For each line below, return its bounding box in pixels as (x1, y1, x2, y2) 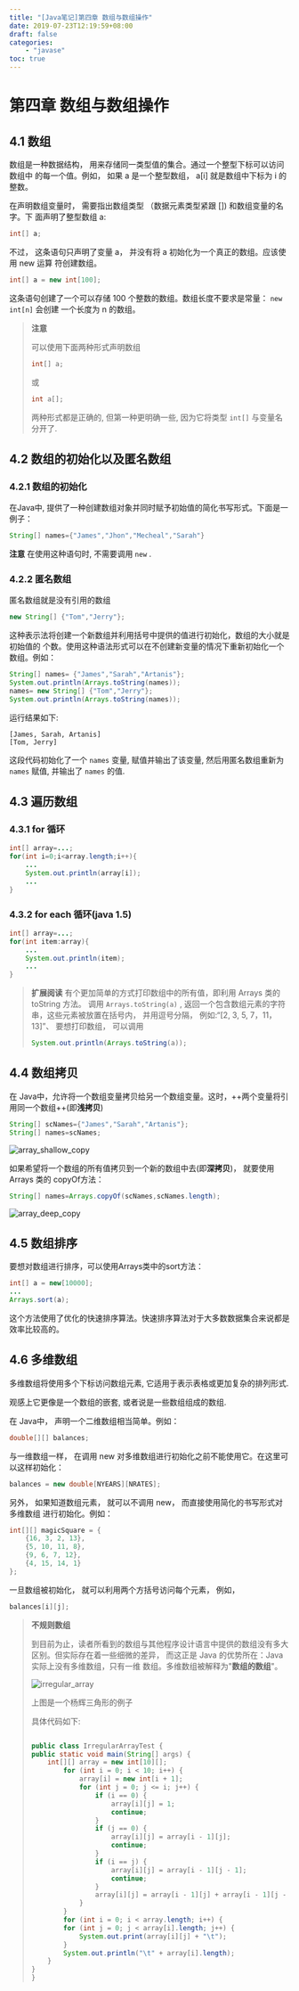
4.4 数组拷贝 (9, 1066, 78, 1081)
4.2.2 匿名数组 (9, 572, 72, 585)
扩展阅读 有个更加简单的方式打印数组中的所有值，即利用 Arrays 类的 (30, 987, 280, 998)
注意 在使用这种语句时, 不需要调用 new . (9, 549, 152, 560)
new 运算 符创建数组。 (19, 258, 102, 268)
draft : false (9, 29, 58, 38)
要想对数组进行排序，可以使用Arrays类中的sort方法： (9, 1261, 205, 1272)
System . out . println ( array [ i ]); (25, 869, 141, 878)
